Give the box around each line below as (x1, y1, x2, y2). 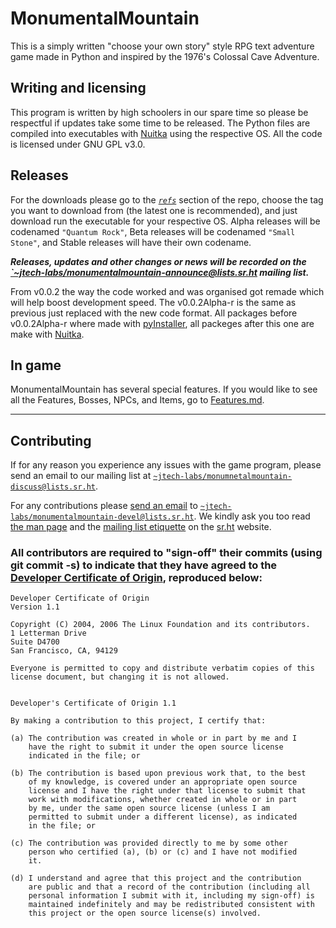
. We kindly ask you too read (193, 510, 311, 522)
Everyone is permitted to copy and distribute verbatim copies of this (10, 663, 315, 674)
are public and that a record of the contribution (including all (28, 882, 311, 892)
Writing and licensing (10, 80, 147, 97)
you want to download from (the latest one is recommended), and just (10, 204, 298, 216)
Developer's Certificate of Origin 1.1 (10, 698, 177, 709)
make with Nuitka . (10, 328, 85, 340)
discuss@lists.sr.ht (10, 482, 97, 492)
